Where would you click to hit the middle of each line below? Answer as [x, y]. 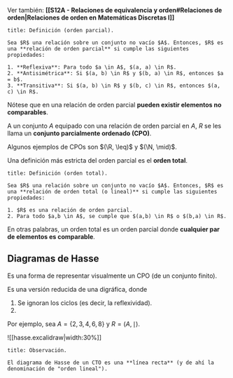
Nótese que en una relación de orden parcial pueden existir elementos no [114, 105]
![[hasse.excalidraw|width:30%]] [55, 337]
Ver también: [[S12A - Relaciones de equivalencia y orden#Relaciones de [115, 10]
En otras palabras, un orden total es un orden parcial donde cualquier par [114, 229]
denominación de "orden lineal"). [58, 369]
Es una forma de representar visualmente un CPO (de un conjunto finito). [112, 276]
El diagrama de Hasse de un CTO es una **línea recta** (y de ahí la [111, 363]
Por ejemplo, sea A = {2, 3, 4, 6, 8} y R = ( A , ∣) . [73, 324]
